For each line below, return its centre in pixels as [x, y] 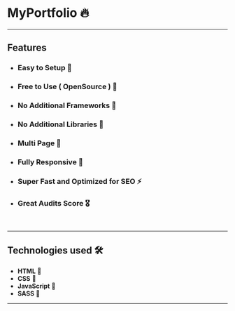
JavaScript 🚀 [36, 286]
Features [27, 48]
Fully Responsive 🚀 [50, 161]
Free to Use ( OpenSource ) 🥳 [67, 87]
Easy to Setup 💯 [44, 68]
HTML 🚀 [29, 271]
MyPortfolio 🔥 [48, 13]
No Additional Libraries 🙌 [60, 124]
